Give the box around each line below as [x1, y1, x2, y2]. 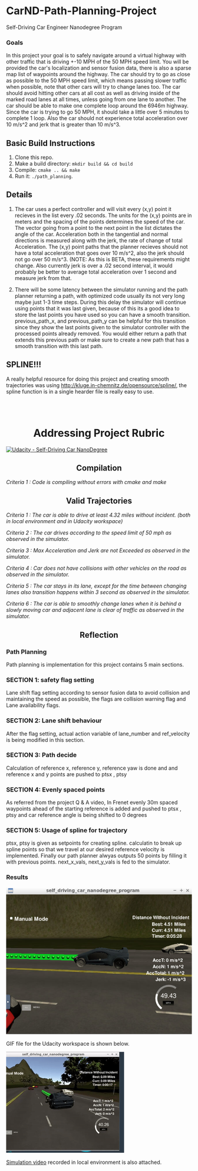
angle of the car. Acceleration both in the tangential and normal [14, 231, 169, 238]
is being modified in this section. [6, 736, 85, 743]
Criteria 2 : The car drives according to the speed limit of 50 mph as [6, 529, 172, 536]
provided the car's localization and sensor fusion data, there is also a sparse [6, 64, 192, 72]
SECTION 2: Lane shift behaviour [6, 716, 102, 725]
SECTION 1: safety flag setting [6, 676, 94, 684]
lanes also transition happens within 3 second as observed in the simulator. [6, 589, 190, 596]
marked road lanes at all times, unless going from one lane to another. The [6, 96, 187, 103]
